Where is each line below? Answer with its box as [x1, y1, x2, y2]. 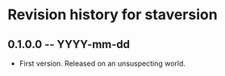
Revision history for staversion [7, 6, 219, 24]
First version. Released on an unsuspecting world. [19, 58, 186, 68]
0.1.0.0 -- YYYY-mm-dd [7, 38, 131, 51]
